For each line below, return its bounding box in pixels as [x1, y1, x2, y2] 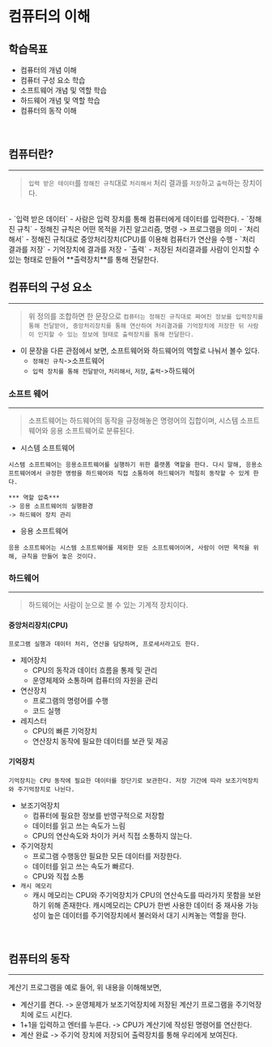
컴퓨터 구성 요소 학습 [19, 75, 86, 85]
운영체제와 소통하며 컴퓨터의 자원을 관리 [32, 676, 159, 686]
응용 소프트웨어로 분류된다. [49, 425, 135, 435]
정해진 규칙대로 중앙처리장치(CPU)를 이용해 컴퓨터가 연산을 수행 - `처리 [31, 234, 256, 244]
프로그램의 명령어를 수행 [32, 696, 109, 706]
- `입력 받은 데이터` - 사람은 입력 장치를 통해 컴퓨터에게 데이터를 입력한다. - [8, 214, 245, 224]
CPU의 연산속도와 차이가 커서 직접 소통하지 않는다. [32, 831, 193, 840]
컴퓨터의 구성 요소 [8, 280, 92, 294]
